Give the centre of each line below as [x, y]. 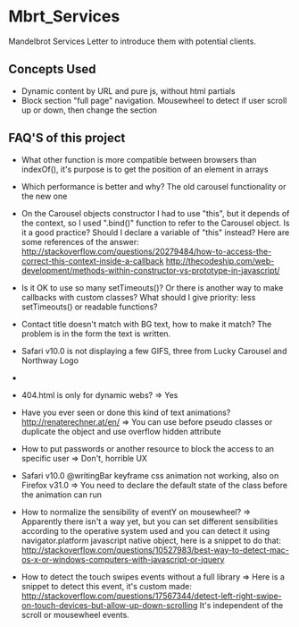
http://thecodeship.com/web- [220, 260]
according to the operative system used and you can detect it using [145, 530]
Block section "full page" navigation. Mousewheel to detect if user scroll [154, 100]
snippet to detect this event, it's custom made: [107, 586]
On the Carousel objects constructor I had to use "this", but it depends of [155, 213]
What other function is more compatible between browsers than [139, 159]
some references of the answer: [80, 241]
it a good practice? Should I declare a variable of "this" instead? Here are [155, 232]
